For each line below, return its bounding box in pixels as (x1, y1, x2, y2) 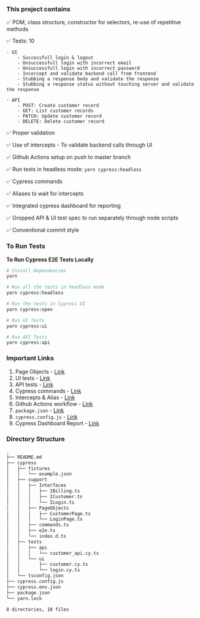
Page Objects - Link (15, 368, 65, 375)
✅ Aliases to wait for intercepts (6, 190, 84, 197)
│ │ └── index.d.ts (6, 534, 67, 540)
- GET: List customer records (17, 108, 94, 114)
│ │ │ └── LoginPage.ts (6, 516, 83, 523)
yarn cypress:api (6, 340, 50, 346)
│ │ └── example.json (6, 471, 72, 477)
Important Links (6, 354, 54, 363)
